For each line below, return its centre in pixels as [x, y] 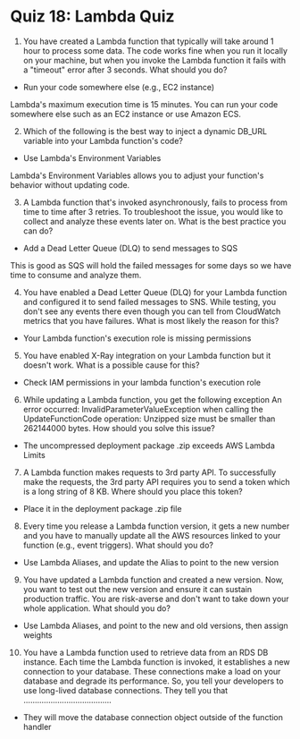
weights [37, 635]
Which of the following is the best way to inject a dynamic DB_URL [145, 131]
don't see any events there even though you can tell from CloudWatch [152, 311]
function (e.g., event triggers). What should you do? [118, 545]
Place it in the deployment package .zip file [102, 508]
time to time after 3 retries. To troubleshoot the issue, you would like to [153, 211]
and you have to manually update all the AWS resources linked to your [152, 535]
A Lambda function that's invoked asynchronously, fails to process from [155, 202]
